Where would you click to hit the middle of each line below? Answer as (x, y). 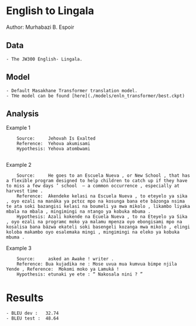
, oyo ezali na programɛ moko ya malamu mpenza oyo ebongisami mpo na (94, 222)
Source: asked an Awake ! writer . (65, 259)
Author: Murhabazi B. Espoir (40, 27)
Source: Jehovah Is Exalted (56, 139)
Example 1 (18, 128)
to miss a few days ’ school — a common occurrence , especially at (93, 186)
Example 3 (19, 248)
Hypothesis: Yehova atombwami (54, 149)
